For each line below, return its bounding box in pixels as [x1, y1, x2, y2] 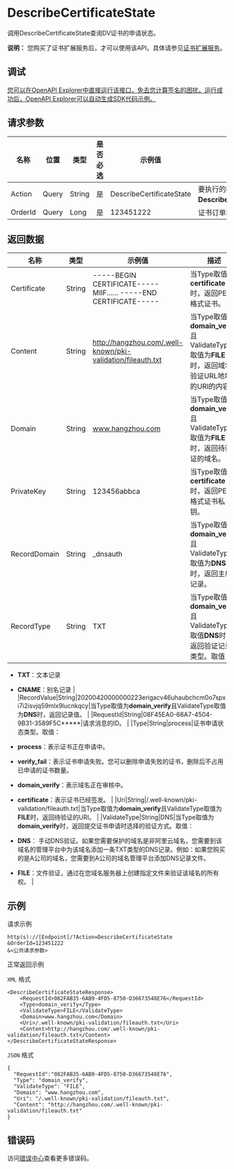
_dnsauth [92, 549, 123, 559]
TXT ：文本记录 [17, 671, 61, 679]
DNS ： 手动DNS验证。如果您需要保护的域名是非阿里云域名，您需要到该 [17, 837, 223, 845]
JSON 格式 [7, 1051, 34, 1060]
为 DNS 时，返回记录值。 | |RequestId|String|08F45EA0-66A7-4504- [17, 711, 213, 719]
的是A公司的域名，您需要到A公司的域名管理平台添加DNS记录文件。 [17, 854, 210, 862]
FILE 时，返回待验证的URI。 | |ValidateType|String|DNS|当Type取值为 [17, 813, 214, 821]
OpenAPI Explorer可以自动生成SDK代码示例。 [25, 94, 157, 102]
